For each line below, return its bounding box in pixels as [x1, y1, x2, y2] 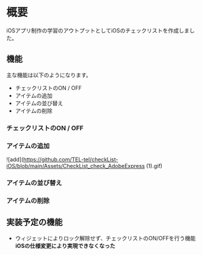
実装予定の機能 [6, 217, 63, 228]
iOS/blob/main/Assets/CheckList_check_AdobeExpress [6, 162, 145, 169]
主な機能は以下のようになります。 [6, 71, 92, 79]
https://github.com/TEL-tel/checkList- [23, 156, 119, 163]
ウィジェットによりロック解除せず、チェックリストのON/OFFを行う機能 [15, 234, 197, 242]
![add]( [6, 156, 24, 163]
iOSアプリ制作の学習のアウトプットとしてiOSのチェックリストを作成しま [6, 27, 190, 34]
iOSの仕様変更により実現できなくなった [15, 242, 116, 250]
